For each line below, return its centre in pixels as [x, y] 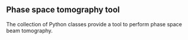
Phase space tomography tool [63, 10]
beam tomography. [30, 30]
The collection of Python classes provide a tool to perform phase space [94, 24]
